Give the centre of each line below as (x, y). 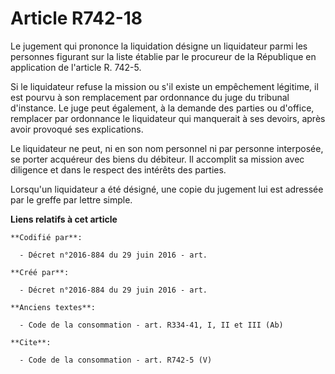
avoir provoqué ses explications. (77, 129)
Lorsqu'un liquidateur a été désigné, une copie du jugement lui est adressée (167, 189)
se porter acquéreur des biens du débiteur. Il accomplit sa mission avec (157, 159)
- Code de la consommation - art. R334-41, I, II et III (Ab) (151, 325)
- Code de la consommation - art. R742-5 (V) (116, 360)
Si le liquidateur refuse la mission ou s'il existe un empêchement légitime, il (164, 86)
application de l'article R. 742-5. (76, 67)
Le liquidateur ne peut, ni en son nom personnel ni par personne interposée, (167, 148)
